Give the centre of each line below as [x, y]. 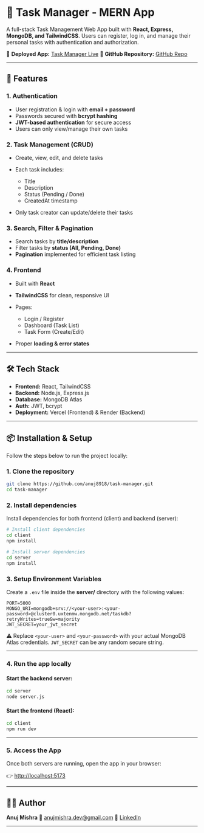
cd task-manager [27, 490]
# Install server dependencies [46, 552]
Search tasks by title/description [57, 241]
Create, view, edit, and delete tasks [59, 157]
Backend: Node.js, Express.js [52, 393]
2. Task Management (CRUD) [50, 144]
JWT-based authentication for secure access [73, 122]
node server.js [25, 697]
